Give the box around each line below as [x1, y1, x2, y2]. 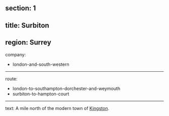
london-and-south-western [12, 61, 69, 67]
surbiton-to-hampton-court [12, 90, 69, 97]
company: [5, 51, 26, 57]
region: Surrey [5, 38, 51, 47]
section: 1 [5, 4, 36, 13]
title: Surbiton [5, 21, 49, 30]
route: [5, 75, 18, 82]
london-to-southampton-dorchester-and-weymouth [12, 85, 121, 91]
